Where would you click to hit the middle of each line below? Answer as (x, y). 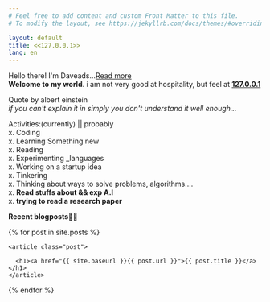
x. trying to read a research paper (65, 201)
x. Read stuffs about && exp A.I (61, 192)
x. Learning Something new (54, 141)
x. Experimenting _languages (56, 159)
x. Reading (26, 150)
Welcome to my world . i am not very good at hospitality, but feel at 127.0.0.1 (135, 85)
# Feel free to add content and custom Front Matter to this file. (124, 16)
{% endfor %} (31, 290)
